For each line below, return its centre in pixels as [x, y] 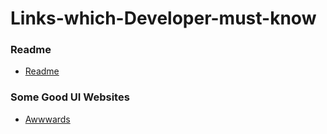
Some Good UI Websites [70, 97]
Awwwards [47, 119]
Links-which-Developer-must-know [163, 18]
